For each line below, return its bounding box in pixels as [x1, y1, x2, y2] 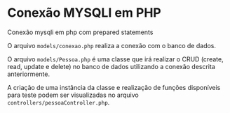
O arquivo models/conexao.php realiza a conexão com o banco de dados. [7, 41, 216, 50]
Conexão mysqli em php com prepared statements [7, 28, 154, 36]
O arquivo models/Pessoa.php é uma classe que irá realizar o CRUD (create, [7, 54, 224, 63]
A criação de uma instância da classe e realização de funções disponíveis [7, 83, 221, 91]
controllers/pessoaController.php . [7, 98, 110, 106]
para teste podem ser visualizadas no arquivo [7, 91, 139, 99]
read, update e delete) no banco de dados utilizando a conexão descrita [7, 62, 215, 70]
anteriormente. [7, 70, 50, 78]
